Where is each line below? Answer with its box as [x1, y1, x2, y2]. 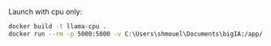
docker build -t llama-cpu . [8, 23, 107, 31]
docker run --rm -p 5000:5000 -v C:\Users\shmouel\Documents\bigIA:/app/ [8, 30, 264, 38]
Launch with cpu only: [8, 7, 83, 16]
